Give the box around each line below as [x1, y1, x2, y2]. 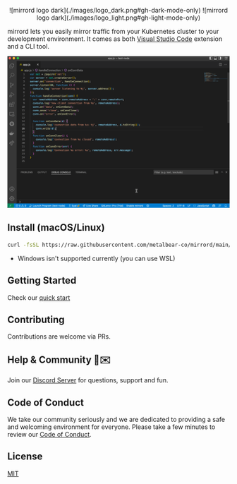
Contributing [7, 313, 65, 325]
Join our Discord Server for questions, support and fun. [7, 376, 169, 385]
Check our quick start [7, 293, 71, 302]
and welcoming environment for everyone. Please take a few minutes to [7, 423, 216, 431]
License [7, 451, 43, 463]
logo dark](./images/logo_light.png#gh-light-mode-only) [36, 13, 201, 22]
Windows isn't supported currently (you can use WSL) [17, 254, 176, 262]
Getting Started [7, 274, 77, 286]
